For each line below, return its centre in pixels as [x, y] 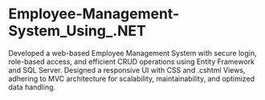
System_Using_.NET [77, 31]
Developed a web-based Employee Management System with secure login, [132, 53]
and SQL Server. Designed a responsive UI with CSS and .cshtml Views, [127, 70]
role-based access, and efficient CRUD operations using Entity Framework [132, 62]
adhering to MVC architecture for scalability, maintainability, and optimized [132, 78]
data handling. [32, 87]
